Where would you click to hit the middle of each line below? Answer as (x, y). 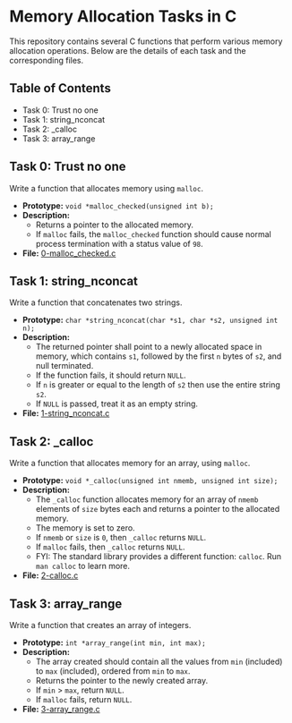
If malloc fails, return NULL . (84, 699)
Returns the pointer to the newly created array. (122, 680)
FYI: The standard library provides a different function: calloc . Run (159, 557)
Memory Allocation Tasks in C (123, 17)
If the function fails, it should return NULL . (111, 375)
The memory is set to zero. (86, 528)
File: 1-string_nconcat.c (66, 413)
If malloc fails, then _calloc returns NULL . (110, 547)
